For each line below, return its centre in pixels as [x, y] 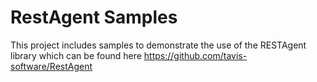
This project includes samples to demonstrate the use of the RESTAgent [158, 45]
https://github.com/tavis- [195, 55]
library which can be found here [76, 55]
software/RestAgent [51, 66]
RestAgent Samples [94, 17]
